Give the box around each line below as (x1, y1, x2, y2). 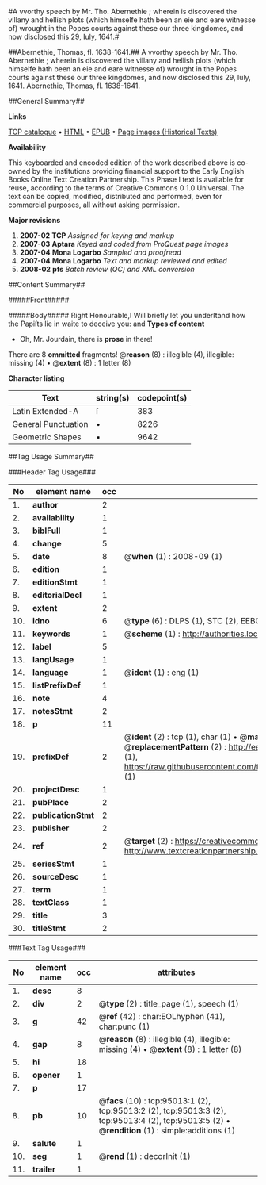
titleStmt (32, 923, 66, 934)
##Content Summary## (8, 280, 85, 289)
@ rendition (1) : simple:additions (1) (98, 1126, 236, 1136)
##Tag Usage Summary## (8, 452, 95, 461)
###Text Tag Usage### (8, 943, 86, 953)
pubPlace (32, 797, 70, 807)
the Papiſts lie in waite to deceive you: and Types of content (8, 319, 205, 328)
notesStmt (32, 706, 73, 716)
